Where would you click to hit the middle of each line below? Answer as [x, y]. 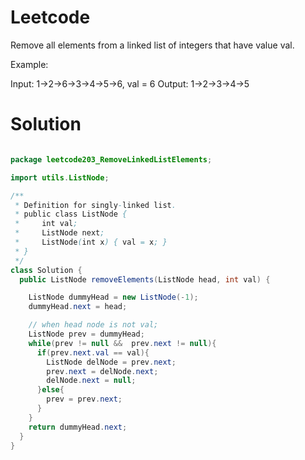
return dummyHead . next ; [78, 427]
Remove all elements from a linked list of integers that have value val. [152, 45]
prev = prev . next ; [84, 399]
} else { [50, 390]
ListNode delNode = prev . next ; [111, 362]
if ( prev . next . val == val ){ [93, 352]
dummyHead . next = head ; [78, 307]
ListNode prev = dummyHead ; [86, 334]
